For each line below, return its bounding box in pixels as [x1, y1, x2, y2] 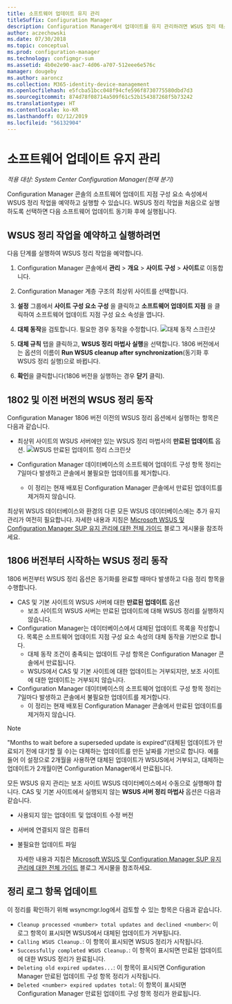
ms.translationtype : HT [7, 100, 76, 107]
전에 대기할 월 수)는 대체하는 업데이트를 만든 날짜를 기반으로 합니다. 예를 [25, 747, 220, 755]
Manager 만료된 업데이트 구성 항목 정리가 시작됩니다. [17, 972, 161, 980]
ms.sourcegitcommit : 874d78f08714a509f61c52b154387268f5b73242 [7, 94, 193, 101]
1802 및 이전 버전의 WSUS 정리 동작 [7, 394, 153, 406]
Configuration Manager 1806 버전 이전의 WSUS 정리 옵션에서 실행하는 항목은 [7, 414, 220, 422]
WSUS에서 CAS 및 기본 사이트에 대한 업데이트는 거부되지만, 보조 [27, 667, 202, 675]
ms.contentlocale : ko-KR [7, 106, 79, 113]
